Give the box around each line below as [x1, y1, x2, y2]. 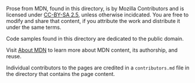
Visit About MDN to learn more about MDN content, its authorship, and [6, 47, 178, 54]
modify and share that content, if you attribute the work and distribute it [6, 18, 180, 24]
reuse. [6, 53, 22, 59]
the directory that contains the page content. [6, 71, 115, 77]
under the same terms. [6, 24, 61, 31]
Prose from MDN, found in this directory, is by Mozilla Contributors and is [6, 5, 184, 12]
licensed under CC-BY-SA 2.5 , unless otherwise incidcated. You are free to [6, 11, 189, 18]
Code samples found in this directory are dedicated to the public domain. [6, 35, 184, 42]
